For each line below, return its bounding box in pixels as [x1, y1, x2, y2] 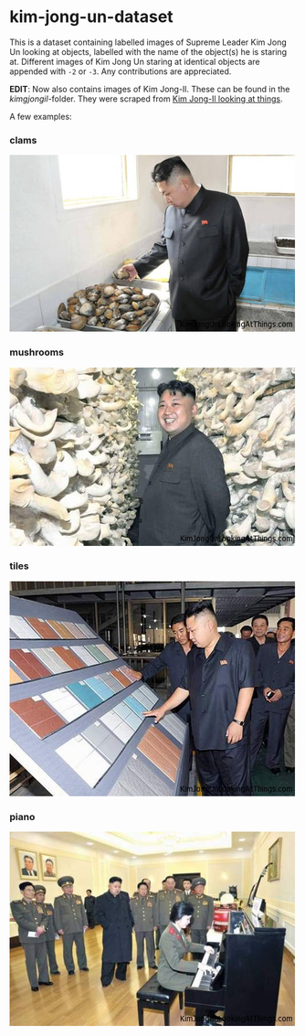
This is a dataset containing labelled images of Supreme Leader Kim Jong [9, 37, 288, 48]
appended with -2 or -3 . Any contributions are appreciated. [9, 66, 232, 77]
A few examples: [9, 111, 72, 122]
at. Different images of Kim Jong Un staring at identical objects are [9, 56, 260, 67]
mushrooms [9, 346, 64, 358]
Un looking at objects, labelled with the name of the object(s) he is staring [9, 46, 288, 57]
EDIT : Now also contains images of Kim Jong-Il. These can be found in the [9, 83, 290, 94]
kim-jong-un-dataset [9, 6, 174, 27]
